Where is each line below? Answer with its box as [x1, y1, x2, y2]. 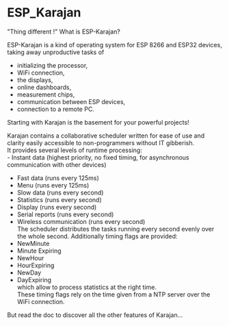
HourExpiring [16, 261, 55, 269]
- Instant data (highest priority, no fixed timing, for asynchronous [7, 153, 189, 162]
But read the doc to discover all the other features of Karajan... [7, 310, 183, 319]
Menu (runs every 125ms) [16, 181, 90, 189]
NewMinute [16, 239, 50, 247]
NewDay [16, 268, 42, 277]
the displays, [16, 75, 53, 84]
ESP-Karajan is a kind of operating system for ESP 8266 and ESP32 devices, [7, 40, 222, 49]
